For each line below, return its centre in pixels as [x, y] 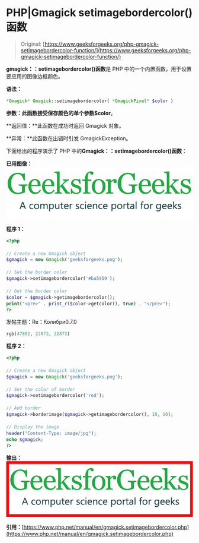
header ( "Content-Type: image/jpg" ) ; [51, 433]
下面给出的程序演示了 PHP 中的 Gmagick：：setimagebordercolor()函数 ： [97, 151]
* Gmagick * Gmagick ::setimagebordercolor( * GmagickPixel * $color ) [90, 101]
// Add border [24, 408]
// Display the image [33, 427]
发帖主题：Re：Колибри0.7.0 [41, 322]
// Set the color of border [41, 389]
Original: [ [33, 44]
